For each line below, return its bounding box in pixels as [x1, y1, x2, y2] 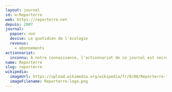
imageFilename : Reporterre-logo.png [10, 79, 88, 84]
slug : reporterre [5, 64, 42, 70]
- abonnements [14, 45, 45, 51]
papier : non [10, 31, 36, 36]
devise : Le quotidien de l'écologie [10, 36, 88, 41]
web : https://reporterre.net [5, 17, 68, 22]
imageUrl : [10, 74, 31, 79]
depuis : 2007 [5, 21, 33, 27]
